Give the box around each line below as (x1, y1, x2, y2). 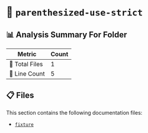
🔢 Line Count (9, 70, 46, 77)
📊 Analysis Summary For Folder (6, 30, 127, 40)
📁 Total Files (9, 60, 43, 68)
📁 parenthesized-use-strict (6, 5, 143, 19)
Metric (17, 50, 37, 58)
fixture (14, 121, 34, 128)
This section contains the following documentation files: (6, 109, 143, 116)
